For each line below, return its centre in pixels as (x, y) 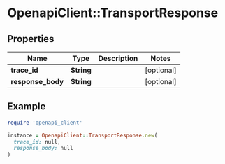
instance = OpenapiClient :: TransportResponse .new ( (82, 135)
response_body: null (43, 149)
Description (118, 59)
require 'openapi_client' (45, 123)
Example (27, 107)
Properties (31, 39)
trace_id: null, (37, 142)
